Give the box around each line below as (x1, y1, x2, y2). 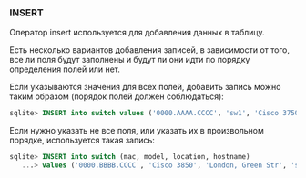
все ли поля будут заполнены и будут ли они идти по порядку (9, 54, 250, 65)
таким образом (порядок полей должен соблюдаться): (9, 91, 225, 102)
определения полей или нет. (9, 64, 121, 74)
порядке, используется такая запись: (9, 134, 155, 146)
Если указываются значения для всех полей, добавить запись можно (9, 82, 281, 93)
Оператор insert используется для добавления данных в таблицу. (9, 27, 265, 38)
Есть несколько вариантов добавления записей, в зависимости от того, (9, 44, 290, 55)
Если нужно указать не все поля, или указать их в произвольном (9, 125, 264, 136)
